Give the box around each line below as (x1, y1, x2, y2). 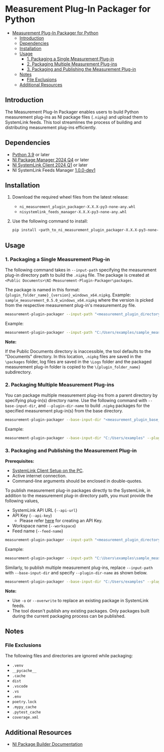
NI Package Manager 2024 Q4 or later (12, 157, 89, 163)
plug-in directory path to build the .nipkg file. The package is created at (5, 272, 150, 278)
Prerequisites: (5, 458, 35, 464)
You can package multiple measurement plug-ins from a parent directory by (5, 392, 158, 398)
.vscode (12, 684, 28, 689)
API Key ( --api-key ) (12, 512, 52, 518)
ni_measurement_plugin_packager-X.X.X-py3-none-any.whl (19, 204, 136, 209)
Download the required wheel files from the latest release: (12, 194, 129, 200)
